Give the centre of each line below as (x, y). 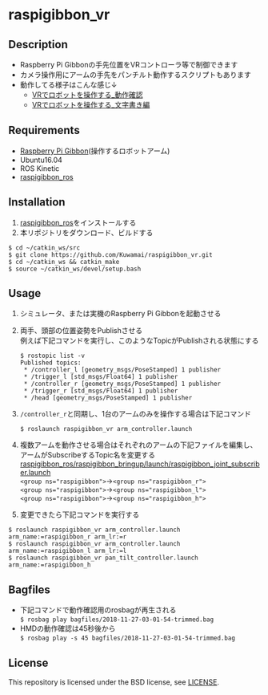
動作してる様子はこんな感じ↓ (68, 85)
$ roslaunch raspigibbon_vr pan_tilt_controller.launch (103, 558)
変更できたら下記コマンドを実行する (80, 514)
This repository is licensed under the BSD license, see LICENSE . (114, 682)
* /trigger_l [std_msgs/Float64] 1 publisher (101, 377)
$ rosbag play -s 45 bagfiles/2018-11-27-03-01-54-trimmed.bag (128, 638)
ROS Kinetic (40, 168)
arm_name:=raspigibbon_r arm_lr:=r (68, 537)
